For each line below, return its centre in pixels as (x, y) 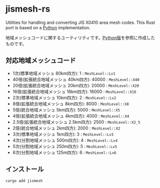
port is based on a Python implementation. (48, 27)
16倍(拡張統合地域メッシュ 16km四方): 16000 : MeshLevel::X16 (74, 92)
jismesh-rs (28, 9)
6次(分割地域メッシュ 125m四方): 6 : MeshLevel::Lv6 (64, 152)
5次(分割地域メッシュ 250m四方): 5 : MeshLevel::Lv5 (65, 146)
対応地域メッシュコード (41, 61)
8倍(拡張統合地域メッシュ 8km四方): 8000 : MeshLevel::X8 (71, 104)
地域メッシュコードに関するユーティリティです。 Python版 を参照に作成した (80, 38)
